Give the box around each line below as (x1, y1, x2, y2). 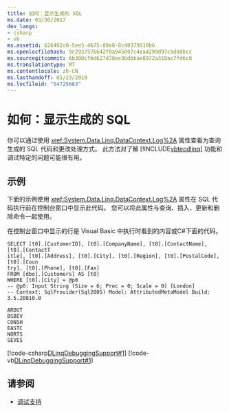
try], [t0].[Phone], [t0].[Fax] (7, 265, 100, 272)
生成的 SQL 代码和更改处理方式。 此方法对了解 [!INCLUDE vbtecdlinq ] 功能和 (7, 145, 223, 153)
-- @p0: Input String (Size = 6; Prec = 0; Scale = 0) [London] (7, 283, 195, 290)
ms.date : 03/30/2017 (7, 17, 67, 23)
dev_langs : (7, 23, 39, 30)
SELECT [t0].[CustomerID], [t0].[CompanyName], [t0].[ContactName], (7, 241, 208, 248)
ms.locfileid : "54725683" (7, 80, 81, 87)
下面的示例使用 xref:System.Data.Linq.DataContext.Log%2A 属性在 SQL (7, 195, 211, 203)
